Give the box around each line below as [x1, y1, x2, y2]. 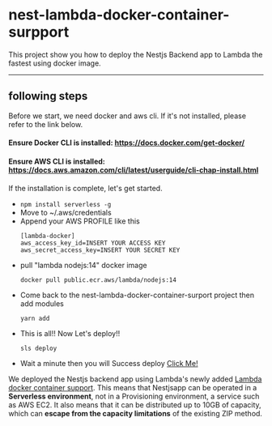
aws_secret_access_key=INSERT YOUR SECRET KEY [19, 245, 181, 254]
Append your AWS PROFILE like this [19, 216, 140, 226]
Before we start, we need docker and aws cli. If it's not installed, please [8, 111, 247, 121]
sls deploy [19, 344, 57, 352]
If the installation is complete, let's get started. [8, 183, 164, 193]
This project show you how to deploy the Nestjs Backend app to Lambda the [8, 49, 263, 59]
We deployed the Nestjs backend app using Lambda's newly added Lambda [8, 374, 262, 384]
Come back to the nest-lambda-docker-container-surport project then [19, 290, 255, 300]
